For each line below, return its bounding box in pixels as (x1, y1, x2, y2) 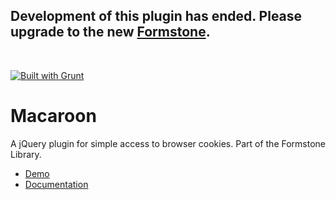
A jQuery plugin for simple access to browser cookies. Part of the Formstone (10, 137, 326, 149)
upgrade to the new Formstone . (10, 24, 211, 41)
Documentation (24, 178, 89, 190)
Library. (10, 148, 42, 160)
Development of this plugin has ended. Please (10, 8, 303, 25)
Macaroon (10, 105, 97, 127)
